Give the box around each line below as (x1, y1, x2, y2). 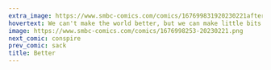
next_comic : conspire (8, 34, 81, 43)
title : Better (8, 49, 56, 57)
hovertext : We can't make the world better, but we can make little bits (8, 19, 262, 27)
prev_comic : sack (8, 42, 67, 50)
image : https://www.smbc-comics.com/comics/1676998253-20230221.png (8, 27, 244, 35)
